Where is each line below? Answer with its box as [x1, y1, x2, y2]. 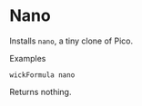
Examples [9, 53, 46, 63]
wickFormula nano [9, 70, 76, 80]
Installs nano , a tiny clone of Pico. [9, 35, 134, 46]
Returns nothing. [9, 86, 72, 97]
